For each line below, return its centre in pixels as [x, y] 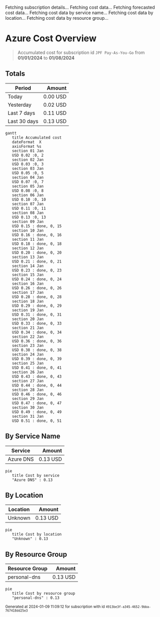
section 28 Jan [28, 390]
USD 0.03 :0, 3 [28, 164]
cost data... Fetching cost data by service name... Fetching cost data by [79, 13]
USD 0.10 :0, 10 [29, 199]
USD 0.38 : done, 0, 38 [37, 350]
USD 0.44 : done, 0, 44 [37, 385]
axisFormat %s [27, 146]
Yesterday [20, 105]
